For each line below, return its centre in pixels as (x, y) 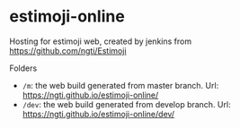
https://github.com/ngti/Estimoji (68, 50)
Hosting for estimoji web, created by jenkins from (100, 41)
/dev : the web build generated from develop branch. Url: (126, 104)
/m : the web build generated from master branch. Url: (120, 85)
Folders (23, 68)
